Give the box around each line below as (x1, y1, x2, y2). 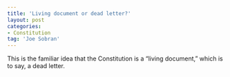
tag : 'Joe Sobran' (7, 36, 60, 43)
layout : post (7, 16, 45, 23)
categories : (7, 23, 41, 30)
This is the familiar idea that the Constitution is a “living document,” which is (7, 54, 223, 63)
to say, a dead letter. (7, 62, 66, 70)
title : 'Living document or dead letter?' (7, 10, 131, 17)
